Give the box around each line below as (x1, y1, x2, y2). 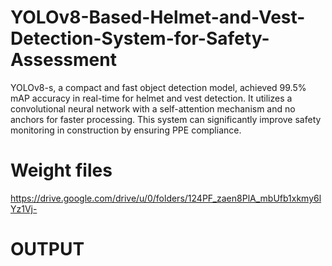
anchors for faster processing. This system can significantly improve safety (10, 113, 322, 125)
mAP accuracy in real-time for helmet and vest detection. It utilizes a (10, 92, 293, 104)
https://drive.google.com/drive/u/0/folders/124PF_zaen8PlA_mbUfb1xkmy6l (10, 192, 322, 204)
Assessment (10, 49, 117, 71)
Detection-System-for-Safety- (10, 27, 270, 50)
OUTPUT (10, 238, 85, 261)
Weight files (10, 159, 113, 182)
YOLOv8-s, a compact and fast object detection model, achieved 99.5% (10, 81, 307, 93)
